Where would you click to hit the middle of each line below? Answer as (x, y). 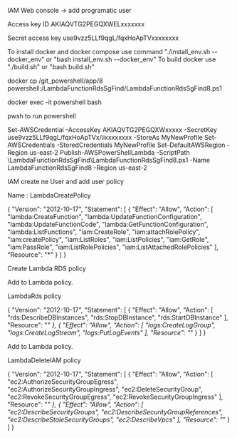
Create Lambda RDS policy (47, 268)
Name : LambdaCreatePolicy (49, 195)
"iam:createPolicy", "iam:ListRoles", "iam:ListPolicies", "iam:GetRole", (108, 239)
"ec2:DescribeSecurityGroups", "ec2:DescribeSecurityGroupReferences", (115, 412)
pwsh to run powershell (42, 116)
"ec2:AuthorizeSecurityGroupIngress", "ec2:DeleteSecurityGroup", (105, 389)
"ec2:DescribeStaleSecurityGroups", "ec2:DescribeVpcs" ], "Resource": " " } (118, 419)
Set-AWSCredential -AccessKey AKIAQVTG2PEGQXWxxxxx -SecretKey (112, 130)
